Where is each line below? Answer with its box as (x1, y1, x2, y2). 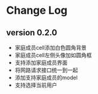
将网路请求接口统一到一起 (14, 66, 78, 74)
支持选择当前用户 (14, 81, 57, 89)
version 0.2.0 (6, 28, 57, 38)
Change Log (6, 4, 68, 17)
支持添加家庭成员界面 (14, 59, 68, 66)
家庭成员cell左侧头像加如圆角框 (14, 51, 92, 59)
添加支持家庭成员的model (14, 74, 78, 81)
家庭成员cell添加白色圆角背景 (14, 44, 87, 51)
